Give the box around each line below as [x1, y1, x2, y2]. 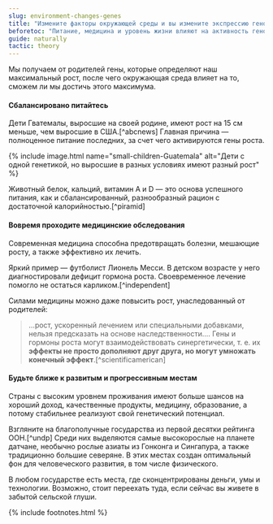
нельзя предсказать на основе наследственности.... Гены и [28, 328, 236, 338]
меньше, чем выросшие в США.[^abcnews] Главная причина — [8, 127, 229, 136]
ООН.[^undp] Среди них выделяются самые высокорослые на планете [8, 432, 255, 443]
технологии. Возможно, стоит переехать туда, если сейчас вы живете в [8, 483, 259, 492]
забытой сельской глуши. [8, 492, 97, 501]
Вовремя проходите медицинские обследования [8, 220, 185, 230]
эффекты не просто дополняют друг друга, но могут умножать [28, 346, 256, 356]
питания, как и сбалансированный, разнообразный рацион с [8, 193, 220, 203]
